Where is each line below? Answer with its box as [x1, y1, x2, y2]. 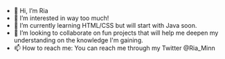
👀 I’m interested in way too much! [13, 14, 109, 22]
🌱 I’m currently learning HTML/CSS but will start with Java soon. [13, 22, 197, 29]
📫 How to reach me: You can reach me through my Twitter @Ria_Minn [13, 44, 216, 52]
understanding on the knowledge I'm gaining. [13, 36, 143, 44]
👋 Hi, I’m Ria [13, 7, 48, 15]
